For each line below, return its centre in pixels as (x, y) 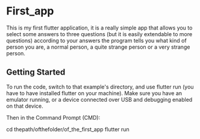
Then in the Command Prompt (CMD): (53, 117)
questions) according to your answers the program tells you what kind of (96, 40)
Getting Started (36, 73)
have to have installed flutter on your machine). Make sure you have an (94, 93)
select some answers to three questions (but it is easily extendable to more (99, 34)
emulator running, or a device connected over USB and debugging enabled (99, 99)
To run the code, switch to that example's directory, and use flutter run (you (100, 87)
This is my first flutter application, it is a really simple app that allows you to (99, 28)
